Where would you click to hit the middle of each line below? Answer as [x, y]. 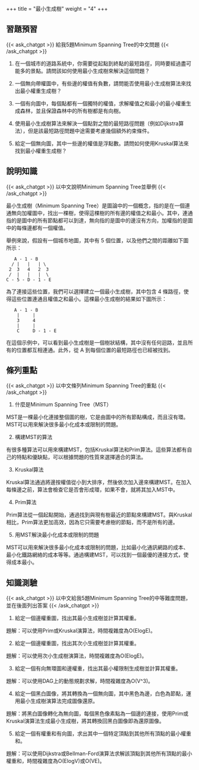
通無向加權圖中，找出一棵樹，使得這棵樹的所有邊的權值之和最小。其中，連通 [99, 213]
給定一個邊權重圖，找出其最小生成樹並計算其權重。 [77, 618]
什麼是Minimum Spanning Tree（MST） [63, 405]
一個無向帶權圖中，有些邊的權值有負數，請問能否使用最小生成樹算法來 [100, 83]
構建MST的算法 [33, 437]
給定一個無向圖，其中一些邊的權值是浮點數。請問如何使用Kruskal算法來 [102, 143]
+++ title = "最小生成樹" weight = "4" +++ [57, 9]
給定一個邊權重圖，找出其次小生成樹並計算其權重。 [77, 643]
